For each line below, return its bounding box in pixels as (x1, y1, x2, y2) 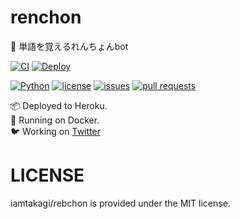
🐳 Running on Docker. (10, 114, 100, 126)
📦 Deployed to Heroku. (10, 99, 108, 111)
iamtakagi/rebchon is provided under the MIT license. (10, 197, 231, 209)
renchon (10, 6, 82, 29)
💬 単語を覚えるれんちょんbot (10, 40, 129, 52)
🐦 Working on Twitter (10, 125, 101, 137)
